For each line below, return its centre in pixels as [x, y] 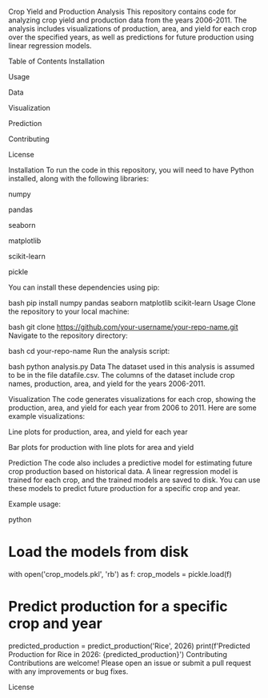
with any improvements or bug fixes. [68, 671]
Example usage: [35, 504]
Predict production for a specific [118, 607]
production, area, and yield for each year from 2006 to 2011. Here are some [133, 408]
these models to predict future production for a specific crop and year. [124, 488]
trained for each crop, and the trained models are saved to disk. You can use [134, 480]
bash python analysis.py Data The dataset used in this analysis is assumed [132, 367]
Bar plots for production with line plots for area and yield [101, 447]
